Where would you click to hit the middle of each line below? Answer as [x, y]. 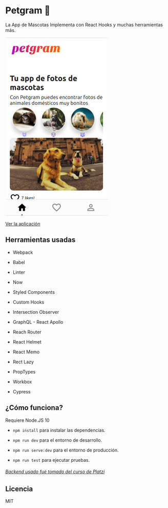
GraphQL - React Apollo [38, 322]
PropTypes [24, 371]
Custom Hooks [28, 302]
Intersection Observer [36, 312]
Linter [19, 272]
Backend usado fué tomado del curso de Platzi [55, 472]
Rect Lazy [23, 362]
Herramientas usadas [40, 240]
